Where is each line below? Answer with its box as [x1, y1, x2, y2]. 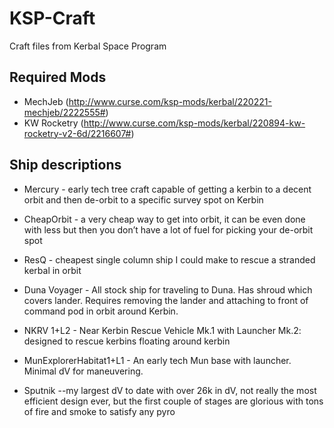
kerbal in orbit [23, 264, 82, 276]
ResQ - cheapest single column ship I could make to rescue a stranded [23, 253, 316, 266]
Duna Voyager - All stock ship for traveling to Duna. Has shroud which [23, 283, 313, 296]
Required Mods [9, 69, 107, 86]
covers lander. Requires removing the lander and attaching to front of [23, 294, 309, 306]
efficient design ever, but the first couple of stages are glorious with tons [23, 395, 324, 407]
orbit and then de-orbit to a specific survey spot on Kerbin [23, 193, 264, 206]
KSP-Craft [9, 7, 96, 30]
